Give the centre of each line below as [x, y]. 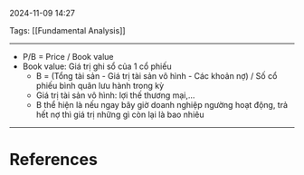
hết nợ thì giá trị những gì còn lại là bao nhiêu [120, 114]
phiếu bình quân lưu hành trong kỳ [100, 86]
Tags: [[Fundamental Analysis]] [67, 30]
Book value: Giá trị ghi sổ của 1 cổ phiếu [97, 66]
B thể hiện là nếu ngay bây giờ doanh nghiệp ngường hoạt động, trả [161, 105]
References [53, 160]
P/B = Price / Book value [68, 57]
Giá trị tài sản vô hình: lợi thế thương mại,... [115, 95]
